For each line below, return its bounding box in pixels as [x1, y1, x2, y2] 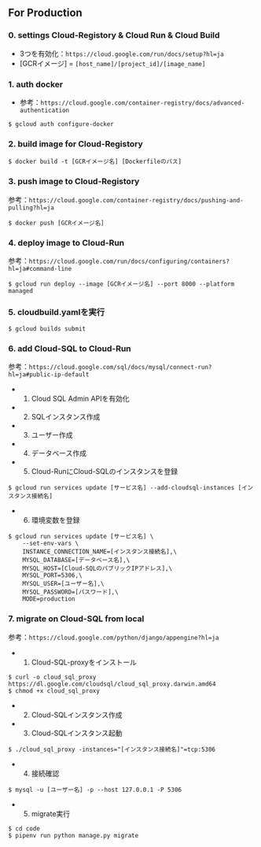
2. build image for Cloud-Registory [8, 138, 143, 149]
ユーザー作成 [31, 431, 73, 440]
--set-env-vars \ [22, 539, 79, 548]
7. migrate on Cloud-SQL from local [8, 613, 145, 624]
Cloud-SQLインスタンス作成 [31, 710, 123, 719]
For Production [8, 6, 83, 20]
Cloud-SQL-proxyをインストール [31, 657, 138, 667]
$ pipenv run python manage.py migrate [8, 831, 139, 839]
